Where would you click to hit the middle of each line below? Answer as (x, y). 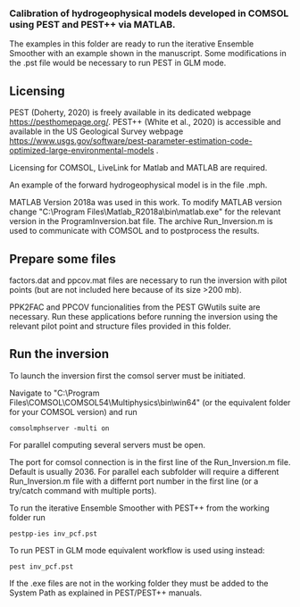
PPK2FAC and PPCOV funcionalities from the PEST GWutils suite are (135, 307)
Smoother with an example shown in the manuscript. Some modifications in (148, 54)
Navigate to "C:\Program (54, 393)
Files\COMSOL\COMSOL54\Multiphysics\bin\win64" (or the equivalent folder (150, 402)
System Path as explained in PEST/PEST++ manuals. (106, 593)
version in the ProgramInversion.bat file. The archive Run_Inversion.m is (142, 221)
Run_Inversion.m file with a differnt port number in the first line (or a (134, 481)
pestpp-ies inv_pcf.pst (54, 534)
